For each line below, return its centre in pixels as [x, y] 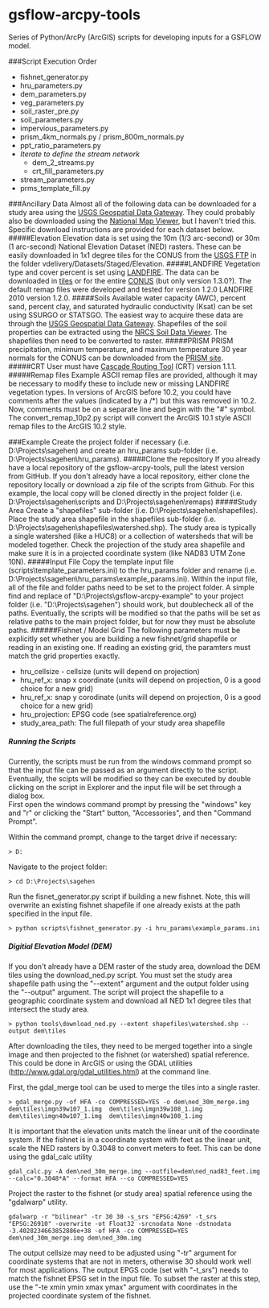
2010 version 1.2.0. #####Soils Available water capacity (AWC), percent [127, 298]
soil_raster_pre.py [49, 111]
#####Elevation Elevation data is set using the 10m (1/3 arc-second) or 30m [134, 238]
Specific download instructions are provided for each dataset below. [121, 229]
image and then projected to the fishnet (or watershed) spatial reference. [129, 1054]
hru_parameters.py [51, 85]
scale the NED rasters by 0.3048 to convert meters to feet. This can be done [135, 1148]
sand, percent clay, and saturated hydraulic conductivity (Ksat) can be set [130, 306]
